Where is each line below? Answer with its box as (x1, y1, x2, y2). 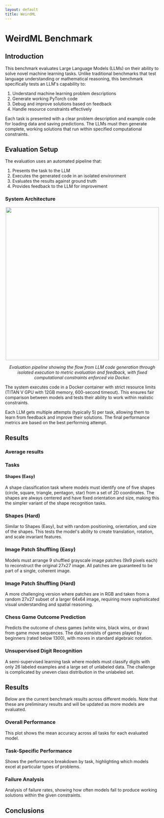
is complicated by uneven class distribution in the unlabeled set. (5, 669, 135, 675)
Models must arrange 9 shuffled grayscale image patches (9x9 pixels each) (5, 557, 158, 563)
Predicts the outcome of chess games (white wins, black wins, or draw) (5, 625, 149, 631)
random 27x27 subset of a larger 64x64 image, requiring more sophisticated (5, 596, 160, 602)
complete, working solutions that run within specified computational (5, 126, 142, 132)
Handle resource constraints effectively (12, 106, 92, 112)
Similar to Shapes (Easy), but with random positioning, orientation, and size (5, 524, 157, 529)
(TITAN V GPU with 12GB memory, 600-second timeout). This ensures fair (5, 389, 154, 395)
